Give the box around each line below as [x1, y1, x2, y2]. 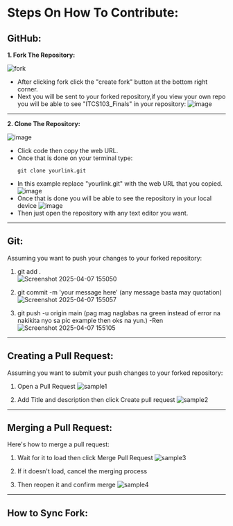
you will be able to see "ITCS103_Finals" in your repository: [17, 100, 187, 108]
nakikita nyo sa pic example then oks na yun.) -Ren [17, 316, 164, 324]
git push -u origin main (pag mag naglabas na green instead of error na [17, 308, 221, 317]
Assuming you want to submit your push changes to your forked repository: [7, 369, 223, 377]
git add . [17, 267, 42, 275]
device [17, 202, 37, 209]
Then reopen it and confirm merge [17, 480, 116, 489]
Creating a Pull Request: [7, 350, 114, 362]
